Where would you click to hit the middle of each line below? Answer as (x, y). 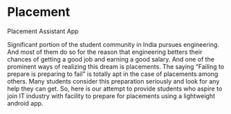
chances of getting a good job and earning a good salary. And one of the (111, 59)
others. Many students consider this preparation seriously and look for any (113, 81)
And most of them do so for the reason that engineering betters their (105, 52)
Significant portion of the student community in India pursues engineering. (113, 44)
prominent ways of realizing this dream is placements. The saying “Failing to (116, 66)
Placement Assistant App (43, 31)
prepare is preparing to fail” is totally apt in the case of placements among (113, 74)
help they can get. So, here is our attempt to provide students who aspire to (115, 88)
